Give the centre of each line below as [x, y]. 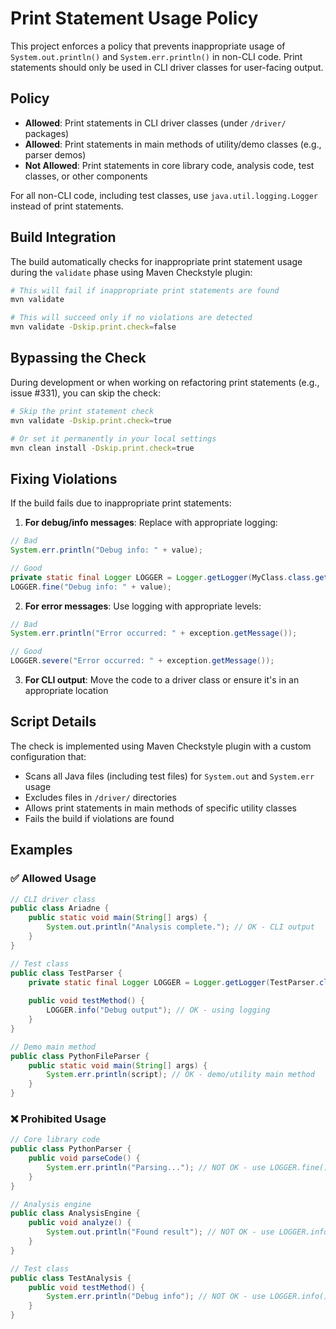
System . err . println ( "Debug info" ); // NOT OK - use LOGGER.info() [187, 1297]
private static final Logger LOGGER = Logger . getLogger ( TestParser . [174, 982]
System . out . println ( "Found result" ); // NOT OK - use [160, 1232]
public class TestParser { [66, 973]
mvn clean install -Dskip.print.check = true [102, 448]
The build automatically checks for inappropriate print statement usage [156, 261]
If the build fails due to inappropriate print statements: [121, 503]
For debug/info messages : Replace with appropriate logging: [151, 523]
